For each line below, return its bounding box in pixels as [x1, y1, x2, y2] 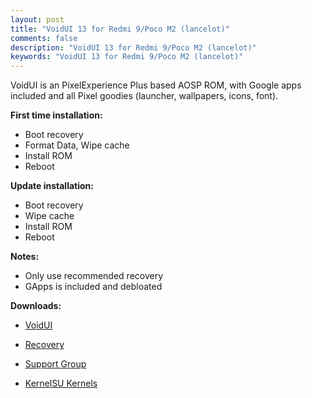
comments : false [10, 33, 78, 43]
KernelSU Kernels [24, 377, 98, 390]
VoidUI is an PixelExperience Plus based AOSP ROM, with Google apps [10, 79, 302, 91]
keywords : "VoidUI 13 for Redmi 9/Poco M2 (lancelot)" [10, 52, 244, 62]
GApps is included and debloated [24, 281, 163, 293]
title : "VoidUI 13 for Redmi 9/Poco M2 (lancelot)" [10, 24, 230, 34]
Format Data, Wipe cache [24, 139, 130, 151]
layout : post [10, 14, 65, 25]
